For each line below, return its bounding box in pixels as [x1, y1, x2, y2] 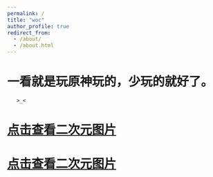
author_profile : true [7, 23, 70, 30]
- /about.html [13, 42, 54, 49]
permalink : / [7, 10, 45, 17]
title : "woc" [7, 17, 45, 23]
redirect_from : [7, 29, 51, 37]
